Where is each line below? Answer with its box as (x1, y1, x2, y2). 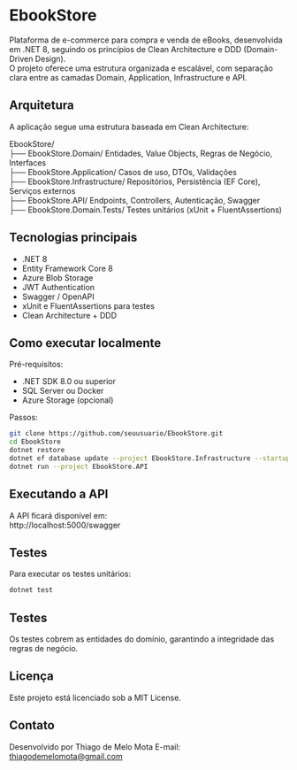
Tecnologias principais (9, 230, 138, 245)
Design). (34, 53, 66, 64)
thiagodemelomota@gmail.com (9, 751, 123, 761)
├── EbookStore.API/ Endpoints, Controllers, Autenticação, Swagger (9, 195, 261, 205)
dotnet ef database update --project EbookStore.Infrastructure (9, 454, 251, 463)
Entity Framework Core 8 (21, 263, 113, 273)
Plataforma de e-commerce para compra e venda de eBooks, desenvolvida (9, 35, 283, 45)
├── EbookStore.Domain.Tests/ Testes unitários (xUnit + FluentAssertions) (9, 204, 283, 215)
